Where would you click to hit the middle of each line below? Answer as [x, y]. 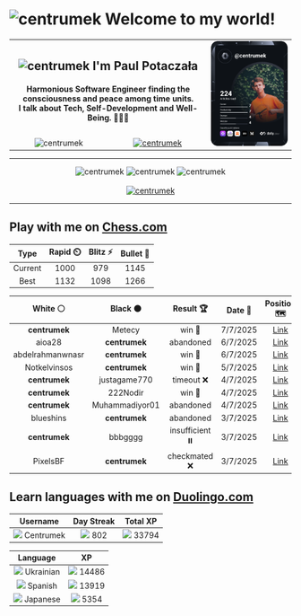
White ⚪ [49, 309]
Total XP [141, 521]
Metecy [126, 330]
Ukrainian [43, 572]
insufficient [190, 430]
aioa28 [49, 342]
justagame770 [126, 380]
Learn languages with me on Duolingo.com [131, 497]
